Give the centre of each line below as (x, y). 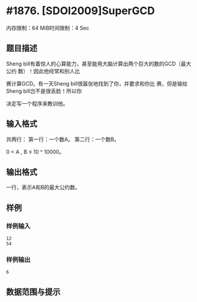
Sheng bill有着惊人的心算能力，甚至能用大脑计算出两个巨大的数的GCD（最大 (99, 64)
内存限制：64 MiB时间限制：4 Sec (48, 28)
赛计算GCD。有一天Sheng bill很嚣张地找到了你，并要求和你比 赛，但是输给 (97, 83)
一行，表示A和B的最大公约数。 (43, 188)
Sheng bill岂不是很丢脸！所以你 (44, 91)
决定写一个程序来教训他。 (37, 103)
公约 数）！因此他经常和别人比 (43, 71)
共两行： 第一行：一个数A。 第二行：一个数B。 (63, 139)
